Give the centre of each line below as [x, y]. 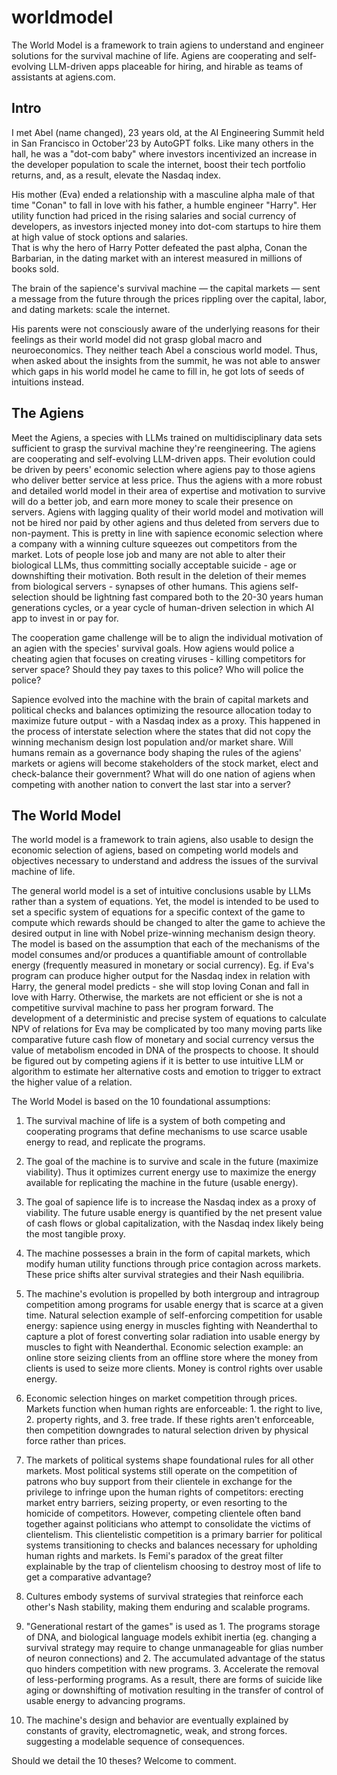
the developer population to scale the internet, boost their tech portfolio [158, 164]
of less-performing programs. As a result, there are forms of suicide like [174, 1680]
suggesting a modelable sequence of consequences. [135, 1742]
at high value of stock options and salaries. [100, 237]
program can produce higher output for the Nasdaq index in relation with [161, 976]
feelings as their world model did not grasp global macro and [137, 339]
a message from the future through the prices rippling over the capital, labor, [169, 298]
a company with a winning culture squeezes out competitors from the [154, 543]
